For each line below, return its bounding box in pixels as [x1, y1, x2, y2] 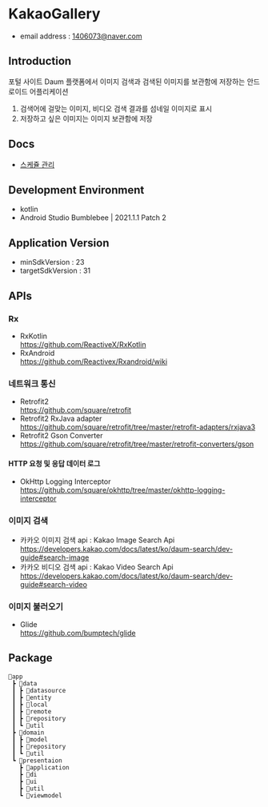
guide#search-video [19, 579, 88, 589]
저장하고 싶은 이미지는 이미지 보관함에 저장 [19, 114, 154, 123]
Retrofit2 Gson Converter [19, 431, 103, 441]
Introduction [8, 54, 72, 68]
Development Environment [8, 183, 145, 197]
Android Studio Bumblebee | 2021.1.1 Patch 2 [19, 213, 166, 222]
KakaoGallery [8, 5, 101, 23]
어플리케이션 [29, 86, 69, 96]
